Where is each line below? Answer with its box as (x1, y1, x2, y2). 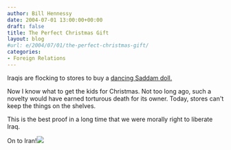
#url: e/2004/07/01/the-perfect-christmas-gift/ (7, 42, 149, 49)
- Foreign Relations (7, 55, 67, 62)
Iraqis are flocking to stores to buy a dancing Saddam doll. (7, 74, 173, 82)
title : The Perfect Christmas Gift (7, 29, 109, 36)
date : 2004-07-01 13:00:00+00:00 (7, 17, 103, 23)
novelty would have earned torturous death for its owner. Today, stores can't (7, 94, 224, 103)
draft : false (7, 23, 45, 30)
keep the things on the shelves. (7, 101, 96, 110)
